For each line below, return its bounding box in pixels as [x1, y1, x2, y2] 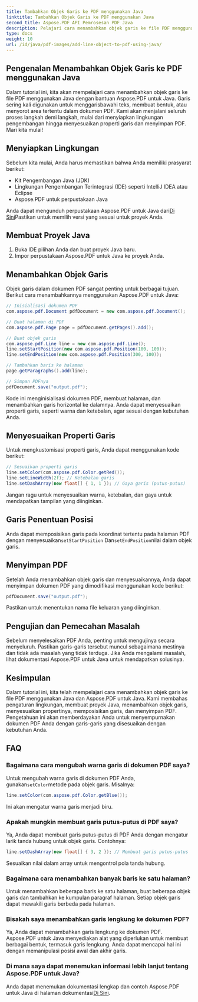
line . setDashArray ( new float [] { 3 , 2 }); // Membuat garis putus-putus [6, 849, 189, 855]
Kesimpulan [6, 673, 51, 683]
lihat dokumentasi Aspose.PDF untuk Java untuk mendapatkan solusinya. [6, 656, 184, 663]
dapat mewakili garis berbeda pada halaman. [6, 900, 115, 907]
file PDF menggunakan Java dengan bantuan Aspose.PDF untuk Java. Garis [6, 95, 190, 102]
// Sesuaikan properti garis [6, 464, 78, 470]
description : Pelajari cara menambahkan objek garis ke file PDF [6, 25, 170, 31]
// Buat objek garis [6, 335, 57, 341]
